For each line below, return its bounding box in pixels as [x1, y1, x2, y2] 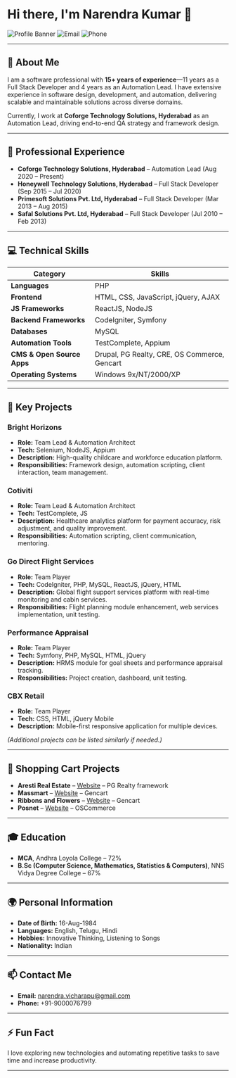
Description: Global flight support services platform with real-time [17, 588, 210, 596]
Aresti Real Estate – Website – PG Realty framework [17, 781, 169, 790]
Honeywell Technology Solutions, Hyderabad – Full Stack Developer [17, 179, 219, 188]
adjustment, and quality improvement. [17, 524, 128, 533]
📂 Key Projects [7, 401, 72, 413]
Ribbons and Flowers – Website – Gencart [17, 797, 140, 805]
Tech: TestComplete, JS [17, 509, 88, 518]
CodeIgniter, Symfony [94, 315, 167, 325]
